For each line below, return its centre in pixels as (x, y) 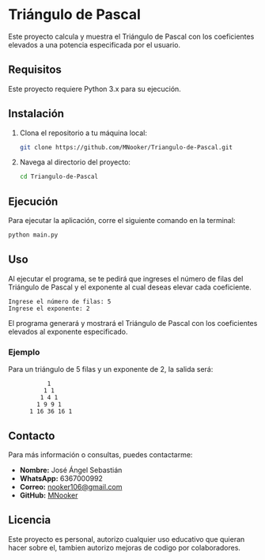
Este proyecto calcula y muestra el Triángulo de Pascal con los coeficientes (131, 36)
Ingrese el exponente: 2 (49, 308)
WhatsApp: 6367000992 (61, 478)
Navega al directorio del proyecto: (75, 162)
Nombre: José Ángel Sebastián (71, 470)
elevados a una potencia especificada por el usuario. (94, 44)
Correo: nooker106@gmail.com (71, 486)
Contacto (32, 435)
